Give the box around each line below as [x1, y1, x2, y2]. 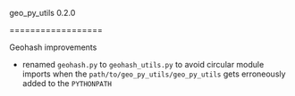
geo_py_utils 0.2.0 [9, 8, 76, 18]
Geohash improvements [9, 42, 97, 52]
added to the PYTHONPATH [21, 78, 112, 88]
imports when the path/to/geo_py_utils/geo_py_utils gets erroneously [21, 68, 286, 79]
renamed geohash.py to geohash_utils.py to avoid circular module [21, 60, 265, 69]
